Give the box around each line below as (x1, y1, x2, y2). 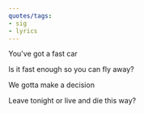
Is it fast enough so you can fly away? (8, 65, 135, 74)
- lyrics (8, 27, 38, 35)
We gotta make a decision (8, 80, 95, 90)
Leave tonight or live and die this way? (8, 96, 136, 106)
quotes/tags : (8, 11, 53, 20)
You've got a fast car (8, 49, 78, 59)
